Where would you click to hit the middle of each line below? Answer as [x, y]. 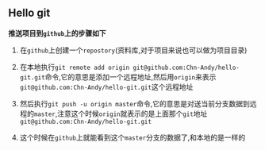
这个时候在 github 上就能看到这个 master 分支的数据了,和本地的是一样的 [132, 137]
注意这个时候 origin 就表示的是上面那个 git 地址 [132, 113]
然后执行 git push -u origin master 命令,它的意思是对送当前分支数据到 [134, 103]
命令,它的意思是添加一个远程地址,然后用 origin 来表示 [131, 77]
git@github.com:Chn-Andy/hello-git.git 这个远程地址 [106, 87]
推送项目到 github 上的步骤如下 [57, 33]
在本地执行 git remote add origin [75, 67]
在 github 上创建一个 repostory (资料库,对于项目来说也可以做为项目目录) [133, 50]
